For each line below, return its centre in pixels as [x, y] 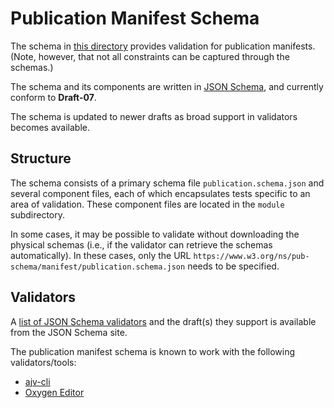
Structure [41, 158]
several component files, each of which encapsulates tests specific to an [160, 193]
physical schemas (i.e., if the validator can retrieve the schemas [141, 244]
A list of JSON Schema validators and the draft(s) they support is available [163, 321]
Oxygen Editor [54, 392]
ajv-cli [37, 381]
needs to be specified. [233, 266]
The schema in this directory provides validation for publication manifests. [163, 46]
